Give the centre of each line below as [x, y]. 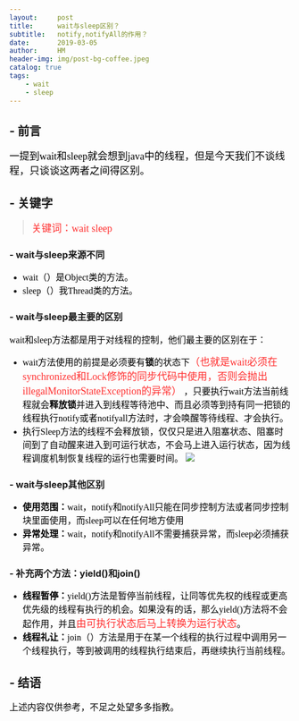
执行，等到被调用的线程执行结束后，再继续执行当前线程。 [170, 651]
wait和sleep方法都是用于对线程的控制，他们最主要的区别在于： [138, 340]
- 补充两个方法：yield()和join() [75, 573]
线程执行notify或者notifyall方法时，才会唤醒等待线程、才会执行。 [155, 418]
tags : [19, 76]
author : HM [37, 51]
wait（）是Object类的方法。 [78, 277]
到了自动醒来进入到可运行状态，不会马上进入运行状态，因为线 [161, 445]
